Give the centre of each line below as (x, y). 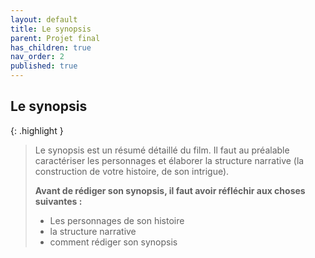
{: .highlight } (37, 130)
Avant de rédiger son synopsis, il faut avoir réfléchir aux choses (170, 190)
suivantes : (58, 201)
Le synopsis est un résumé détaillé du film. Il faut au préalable (162, 150)
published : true (44, 66)
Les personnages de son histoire (117, 220)
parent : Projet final (55, 38)
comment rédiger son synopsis (113, 242)
